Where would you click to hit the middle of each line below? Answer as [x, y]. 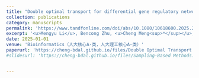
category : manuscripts [34, 22]
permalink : [20, 28]
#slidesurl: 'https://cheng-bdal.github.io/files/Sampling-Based [88, 56]
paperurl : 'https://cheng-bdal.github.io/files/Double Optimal [86, 50]
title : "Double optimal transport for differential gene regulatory [92, 12]
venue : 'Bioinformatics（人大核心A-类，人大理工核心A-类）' [75, 45]
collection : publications [38, 17]
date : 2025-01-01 [28, 39]
